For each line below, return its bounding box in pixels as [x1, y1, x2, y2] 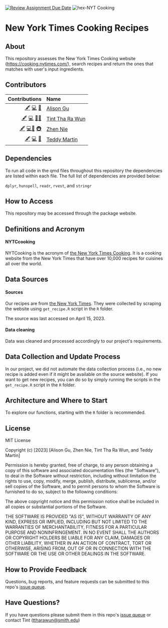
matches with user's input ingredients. [5, 66, 84, 72]
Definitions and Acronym [5, 225, 85, 233]
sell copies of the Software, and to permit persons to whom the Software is [5, 484, 160, 490]
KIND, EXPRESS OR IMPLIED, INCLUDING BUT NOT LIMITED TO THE [5, 519, 147, 525]
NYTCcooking [5, 239, 36, 245]
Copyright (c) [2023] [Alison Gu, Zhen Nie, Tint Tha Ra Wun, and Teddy [5, 447, 153, 453]
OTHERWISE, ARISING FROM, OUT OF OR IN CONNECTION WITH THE [5, 545, 151, 551]
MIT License [5, 438, 31, 444]
